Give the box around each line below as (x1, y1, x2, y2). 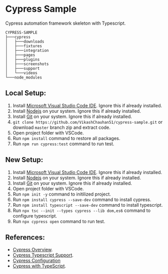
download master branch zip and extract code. (12, 124, 111, 130)
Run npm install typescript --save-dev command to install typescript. (12, 202, 163, 208)
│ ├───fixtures (5, 43, 42, 49)
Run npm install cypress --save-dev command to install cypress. (12, 196, 152, 203)
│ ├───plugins (5, 57, 40, 62)
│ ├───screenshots (5, 61, 50, 67)
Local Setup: (5, 89, 46, 97)
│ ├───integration (5, 48, 50, 53)
